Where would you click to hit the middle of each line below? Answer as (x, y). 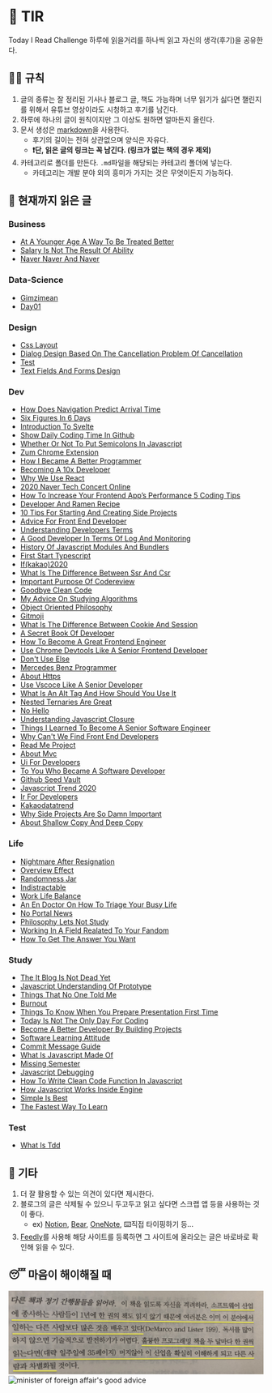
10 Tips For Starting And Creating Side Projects (99, 513)
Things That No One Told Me (68, 994)
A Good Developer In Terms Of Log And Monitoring (106, 539)
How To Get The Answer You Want (78, 938)
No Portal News (46, 913)
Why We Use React (52, 478)
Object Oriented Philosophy (66, 608)
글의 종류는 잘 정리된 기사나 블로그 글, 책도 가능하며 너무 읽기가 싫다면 (130, 99)
